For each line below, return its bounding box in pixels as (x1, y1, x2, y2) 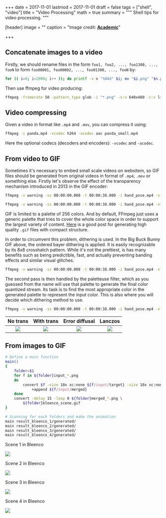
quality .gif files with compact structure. (5, 226, 89, 232)
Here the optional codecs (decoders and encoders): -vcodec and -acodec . (5, 140, 155, 146)
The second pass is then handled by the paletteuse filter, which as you (5, 276, 149, 282)
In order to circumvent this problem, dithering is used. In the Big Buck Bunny (5, 236, 161, 242)
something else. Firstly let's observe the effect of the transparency (5, 178, 141, 184)
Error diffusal (63, 317, 95, 324)
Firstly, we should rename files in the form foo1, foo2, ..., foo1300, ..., (5, 61, 158, 67)
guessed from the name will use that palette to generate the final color (5, 281, 148, 287)
